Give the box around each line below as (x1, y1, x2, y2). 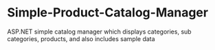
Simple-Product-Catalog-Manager (7, 5, 208, 21)
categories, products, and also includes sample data (7, 34, 156, 42)
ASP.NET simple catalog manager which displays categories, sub (7, 27, 192, 36)
